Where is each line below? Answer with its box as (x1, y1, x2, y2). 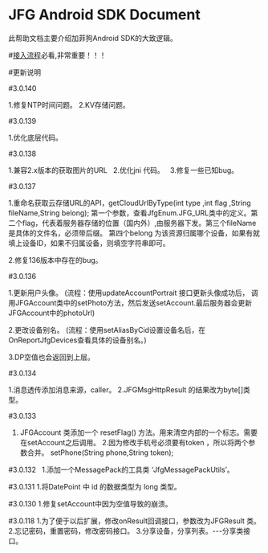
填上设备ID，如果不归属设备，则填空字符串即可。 (8, 238, 170, 248)
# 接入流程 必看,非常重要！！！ (8, 50, 107, 59)
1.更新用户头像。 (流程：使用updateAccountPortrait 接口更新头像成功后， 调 (8, 288, 258, 297)
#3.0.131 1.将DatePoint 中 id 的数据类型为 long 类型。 (8, 481, 182, 491)
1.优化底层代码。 (8, 133, 63, 142)
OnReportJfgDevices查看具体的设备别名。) (8, 335, 147, 345)
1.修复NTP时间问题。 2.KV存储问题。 (8, 100, 130, 109)
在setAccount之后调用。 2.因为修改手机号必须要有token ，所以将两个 (19, 437, 249, 447)
